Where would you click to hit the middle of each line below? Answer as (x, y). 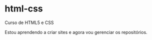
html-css (24, 9)
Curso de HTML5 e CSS (29, 22)
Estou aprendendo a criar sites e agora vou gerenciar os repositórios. (76, 32)
